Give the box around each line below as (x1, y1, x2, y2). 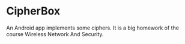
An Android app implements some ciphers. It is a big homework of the (6, 24, 179, 31)
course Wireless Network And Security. (6, 30, 104, 37)
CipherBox (6, 4, 61, 18)
